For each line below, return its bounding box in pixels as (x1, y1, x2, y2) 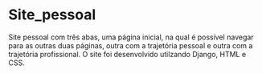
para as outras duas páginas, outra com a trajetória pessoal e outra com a (8, 40, 253, 50)
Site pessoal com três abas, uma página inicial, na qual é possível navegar (8, 32, 255, 42)
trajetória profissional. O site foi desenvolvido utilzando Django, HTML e (8, 49, 247, 59)
